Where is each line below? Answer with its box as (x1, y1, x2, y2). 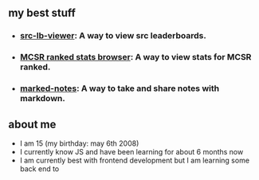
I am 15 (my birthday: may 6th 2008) (19, 139, 139, 148)
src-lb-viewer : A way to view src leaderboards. (19, 30, 207, 41)
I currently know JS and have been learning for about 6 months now (19, 147, 244, 156)
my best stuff (8, 6, 76, 20)
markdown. (19, 93, 65, 104)
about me (8, 117, 57, 131)
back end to (19, 163, 60, 174)
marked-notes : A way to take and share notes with (19, 83, 220, 94)
